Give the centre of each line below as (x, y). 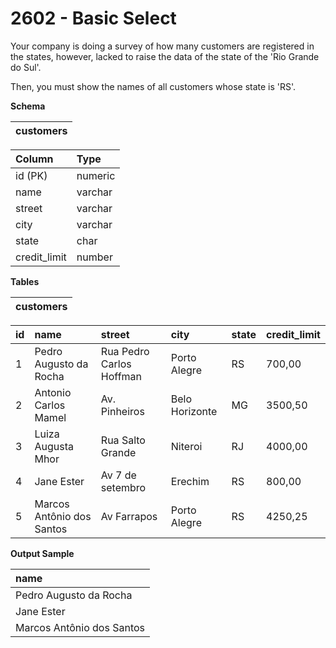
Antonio (53, 392)
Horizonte (194, 411)
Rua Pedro (125, 351)
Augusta (54, 446)
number (94, 257)
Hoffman (121, 376)
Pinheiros (122, 411)
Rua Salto (123, 440)
